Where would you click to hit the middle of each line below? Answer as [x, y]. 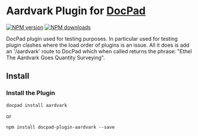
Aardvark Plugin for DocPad [76, 11]
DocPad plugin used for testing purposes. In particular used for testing [92, 38]
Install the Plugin [31, 93]
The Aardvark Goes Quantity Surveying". [56, 57]
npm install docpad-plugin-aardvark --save [61, 127]
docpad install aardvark [37, 105]
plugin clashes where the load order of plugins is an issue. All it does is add [98, 45]
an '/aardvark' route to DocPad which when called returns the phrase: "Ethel [99, 51]
